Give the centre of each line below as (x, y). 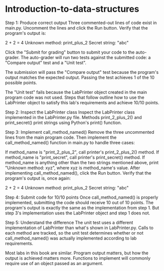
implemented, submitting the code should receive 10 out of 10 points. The (79, 202)
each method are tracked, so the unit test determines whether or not (74, 233)
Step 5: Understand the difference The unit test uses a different (69, 222)
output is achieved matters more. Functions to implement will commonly (78, 258)
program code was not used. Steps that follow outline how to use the (75, 97)
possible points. (21, 83)
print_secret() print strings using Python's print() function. (63, 122)
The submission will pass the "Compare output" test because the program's (82, 72)
